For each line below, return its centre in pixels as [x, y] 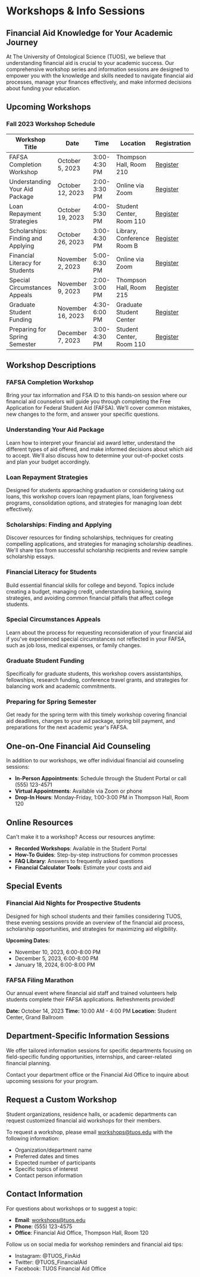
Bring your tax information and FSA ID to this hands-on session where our [97, 395]
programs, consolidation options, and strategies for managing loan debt [94, 503]
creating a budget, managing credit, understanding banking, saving [89, 591]
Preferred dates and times [47, 1156]
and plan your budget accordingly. [48, 462]
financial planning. [29, 1063]
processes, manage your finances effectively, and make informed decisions [99, 82]
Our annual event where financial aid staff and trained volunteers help [92, 993]
